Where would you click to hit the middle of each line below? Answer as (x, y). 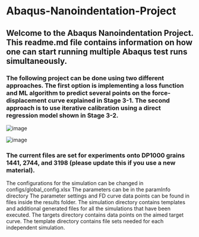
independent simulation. (36, 227)
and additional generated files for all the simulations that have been (89, 209)
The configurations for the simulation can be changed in (75, 183)
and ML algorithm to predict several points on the (79, 93)
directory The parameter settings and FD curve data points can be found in (98, 196)
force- (161, 93)
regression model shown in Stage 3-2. (62, 115)
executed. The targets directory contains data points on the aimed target (95, 215)
